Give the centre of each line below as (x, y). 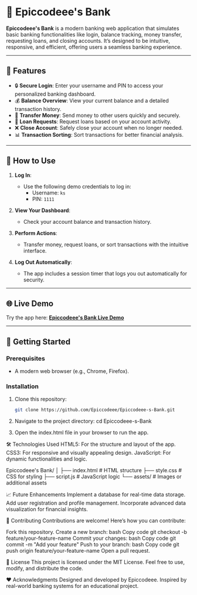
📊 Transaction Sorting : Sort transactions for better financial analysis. (99, 135)
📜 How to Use (31, 161)
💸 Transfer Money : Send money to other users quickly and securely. (97, 115)
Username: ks (49, 193)
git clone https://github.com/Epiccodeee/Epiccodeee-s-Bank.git (95, 410)
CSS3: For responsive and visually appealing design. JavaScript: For (89, 453)
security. (34, 280)
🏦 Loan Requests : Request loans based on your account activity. (93, 121)
